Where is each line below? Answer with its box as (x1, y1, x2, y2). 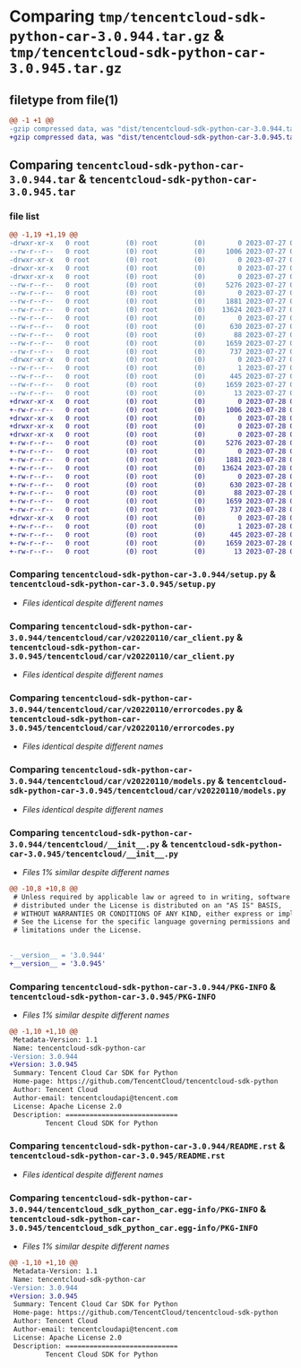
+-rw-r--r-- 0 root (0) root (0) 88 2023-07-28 (9, 488, 287, 498)
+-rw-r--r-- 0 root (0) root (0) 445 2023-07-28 (9, 530, 287, 539)
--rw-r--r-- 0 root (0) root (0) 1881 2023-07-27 (9, 297, 287, 306)
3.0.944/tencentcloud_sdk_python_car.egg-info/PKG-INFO (9, 1204, 258, 1215)
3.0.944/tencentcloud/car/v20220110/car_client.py (9, 632, 235, 642)
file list (9, 210, 40, 222)
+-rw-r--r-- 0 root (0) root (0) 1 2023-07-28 (9, 521, 287, 530)
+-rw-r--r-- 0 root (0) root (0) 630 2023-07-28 (9, 480, 287, 489)
